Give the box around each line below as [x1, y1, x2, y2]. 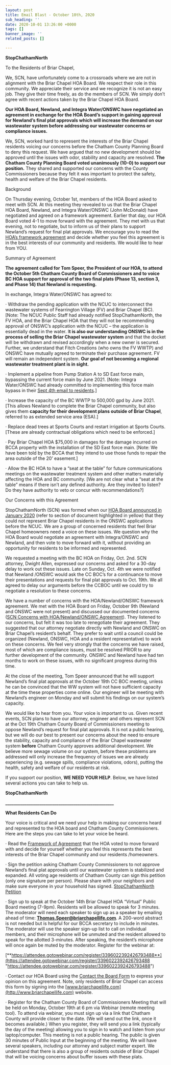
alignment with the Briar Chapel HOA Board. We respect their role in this [5, 80, 157, 86]
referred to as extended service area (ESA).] [5, 413, 99, 419]
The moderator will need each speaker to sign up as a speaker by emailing [5, 909, 162, 915]
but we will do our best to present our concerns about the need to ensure [5, 732, 160, 738]
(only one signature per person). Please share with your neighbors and [5, 877, 154, 883]
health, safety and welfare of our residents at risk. [5, 765, 110, 771]
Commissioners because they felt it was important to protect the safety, [5, 170, 156, 177]
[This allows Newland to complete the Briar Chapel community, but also [5, 403, 156, 409]
